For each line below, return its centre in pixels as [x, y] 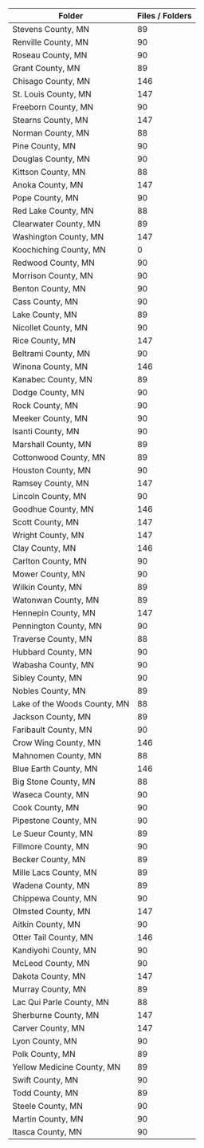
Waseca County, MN [51, 795]
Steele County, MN [48, 1106]
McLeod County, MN [51, 963]
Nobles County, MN [49, 691]
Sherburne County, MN [56, 1015]
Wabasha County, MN [53, 665]
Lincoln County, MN [49, 496]
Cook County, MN [46, 808]
